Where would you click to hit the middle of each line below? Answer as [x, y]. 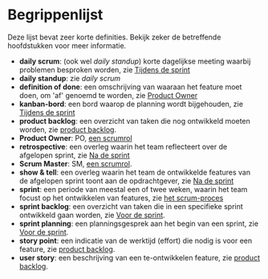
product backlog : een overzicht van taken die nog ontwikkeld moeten [134, 121]
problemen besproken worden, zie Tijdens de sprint [104, 69]
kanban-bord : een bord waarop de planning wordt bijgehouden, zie [131, 104]
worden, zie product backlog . [68, 129]
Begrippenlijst [55, 15]
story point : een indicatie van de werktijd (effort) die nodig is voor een [136, 240]
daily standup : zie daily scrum [70, 78]
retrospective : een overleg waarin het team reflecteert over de [123, 146]
